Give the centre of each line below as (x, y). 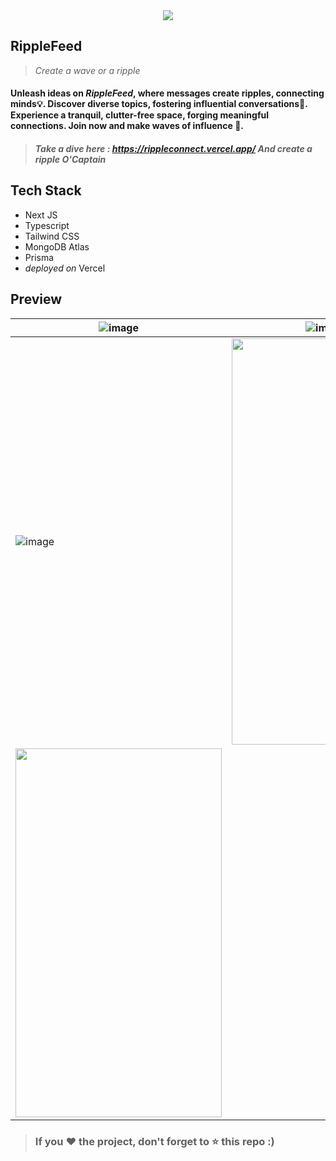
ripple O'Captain (70, 159)
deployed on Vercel (65, 268)
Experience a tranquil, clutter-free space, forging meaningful (139, 115)
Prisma (39, 257)
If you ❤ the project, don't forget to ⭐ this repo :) (154, 1141)
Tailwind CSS (52, 236)
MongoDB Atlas (57, 246)
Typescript (47, 225)
